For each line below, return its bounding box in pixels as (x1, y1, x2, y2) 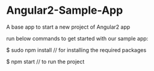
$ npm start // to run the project (6, 58, 85, 65)
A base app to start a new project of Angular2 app (6, 23, 131, 30)
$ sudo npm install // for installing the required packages (6, 46, 147, 54)
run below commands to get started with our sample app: (6, 35, 149, 42)
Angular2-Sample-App (6, 4, 123, 17)
